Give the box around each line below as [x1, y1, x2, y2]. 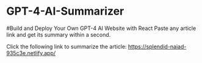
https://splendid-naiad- [128, 43, 187, 50]
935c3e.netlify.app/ [6, 49, 56, 56]
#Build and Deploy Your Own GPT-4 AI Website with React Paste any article [6, 24, 197, 32]
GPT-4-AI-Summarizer [6, 4, 124, 18]
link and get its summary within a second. [6, 31, 111, 38]
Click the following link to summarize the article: [6, 43, 127, 50]
